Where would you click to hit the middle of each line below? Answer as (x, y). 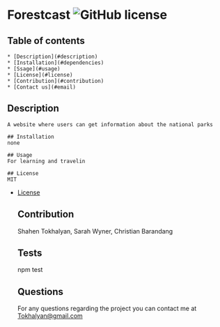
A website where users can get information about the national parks (110, 124)
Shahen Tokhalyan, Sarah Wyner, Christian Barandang (95, 231)
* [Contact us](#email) (42, 87)
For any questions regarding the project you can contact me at (107, 309)
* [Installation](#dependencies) (56, 63)
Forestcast (39, 15)
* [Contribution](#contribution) (56, 81)
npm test (30, 270)
